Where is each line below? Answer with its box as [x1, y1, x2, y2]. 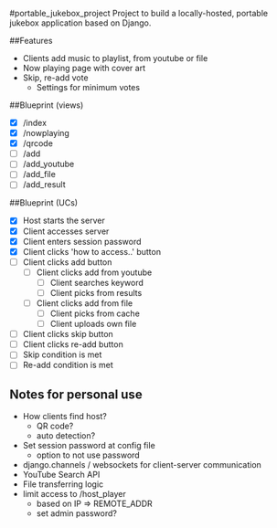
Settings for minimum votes [36, 82, 140, 92]
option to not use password [36, 449, 140, 460]
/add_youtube [22, 159, 75, 170]
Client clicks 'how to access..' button [22, 246, 162, 257]
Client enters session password [22, 236, 142, 247]
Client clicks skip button [22, 329, 114, 340]
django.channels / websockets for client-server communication [22, 459, 262, 470]
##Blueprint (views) [9, 100, 84, 111]
